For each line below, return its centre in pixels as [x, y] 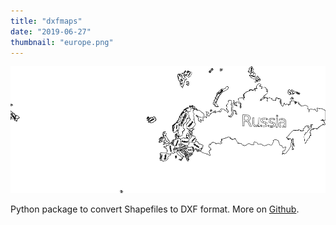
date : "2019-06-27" [51, 31]
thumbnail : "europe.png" [62, 42]
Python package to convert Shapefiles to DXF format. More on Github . [155, 209]
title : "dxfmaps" [46, 21]
